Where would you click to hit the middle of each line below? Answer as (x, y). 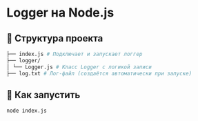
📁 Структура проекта (55, 38)
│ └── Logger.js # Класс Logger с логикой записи (79, 67)
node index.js (27, 111)
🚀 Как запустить (43, 95)
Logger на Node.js (60, 13)
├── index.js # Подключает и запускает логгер (75, 54)
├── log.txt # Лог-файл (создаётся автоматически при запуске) (99, 73)
